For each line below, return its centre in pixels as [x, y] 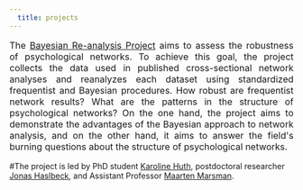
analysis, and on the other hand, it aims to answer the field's [151, 135]
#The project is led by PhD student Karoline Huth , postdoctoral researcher [147, 166]
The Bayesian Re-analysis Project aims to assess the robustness [151, 45]
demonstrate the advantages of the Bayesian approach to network [151, 124]
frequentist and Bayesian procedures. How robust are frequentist [151, 90]
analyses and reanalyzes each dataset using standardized [151, 79]
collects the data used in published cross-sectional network [151, 68]
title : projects [48, 18]
